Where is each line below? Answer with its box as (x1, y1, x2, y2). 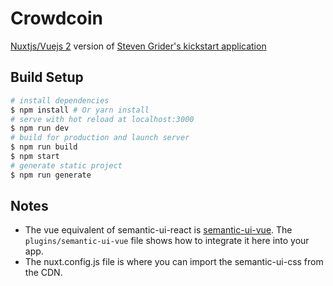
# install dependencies (10, 95, 110, 106)
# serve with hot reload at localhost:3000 (10, 114, 195, 124)
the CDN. (24, 267, 63, 279)
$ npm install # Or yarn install (10, 105, 150, 115)
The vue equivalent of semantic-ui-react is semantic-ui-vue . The (24, 224, 293, 236)
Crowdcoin (10, 7, 103, 30)
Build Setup (10, 69, 84, 86)
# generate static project (10, 160, 123, 171)
